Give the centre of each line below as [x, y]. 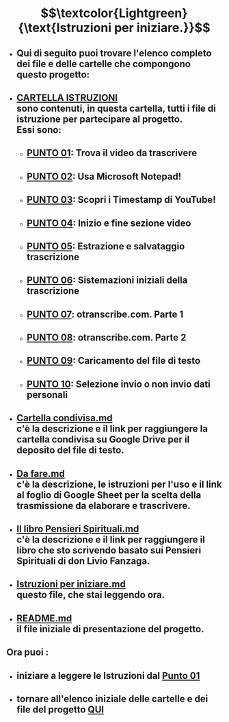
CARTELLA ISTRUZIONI [67, 98]
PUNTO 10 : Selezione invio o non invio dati [119, 384]
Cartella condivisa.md [64, 418]
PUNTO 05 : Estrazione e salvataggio [106, 246]
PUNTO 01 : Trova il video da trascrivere [112, 153]
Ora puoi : [28, 652]
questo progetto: [53, 74]
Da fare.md [41, 474]
